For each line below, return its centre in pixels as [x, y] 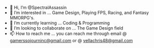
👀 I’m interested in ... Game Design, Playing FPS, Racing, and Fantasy [79, 13]
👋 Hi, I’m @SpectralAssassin [38, 8]
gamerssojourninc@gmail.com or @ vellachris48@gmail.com [71, 40]
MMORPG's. [22, 18]
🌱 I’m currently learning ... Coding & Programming [60, 23]
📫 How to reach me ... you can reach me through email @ [68, 33]
